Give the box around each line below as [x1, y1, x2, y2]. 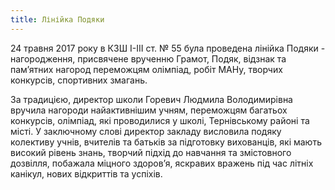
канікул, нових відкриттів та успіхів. [10, 167, 163, 180]
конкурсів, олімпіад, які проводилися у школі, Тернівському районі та [10, 114, 310, 126]
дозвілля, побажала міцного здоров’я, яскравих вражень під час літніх [10, 157, 314, 169]
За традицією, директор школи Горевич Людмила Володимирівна [10, 93, 293, 105]
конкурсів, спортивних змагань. [10, 74, 148, 86]
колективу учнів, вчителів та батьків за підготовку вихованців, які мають [10, 136, 322, 148]
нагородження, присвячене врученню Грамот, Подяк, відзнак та [10, 52, 287, 65]
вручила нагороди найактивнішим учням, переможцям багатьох [10, 104, 288, 116]
